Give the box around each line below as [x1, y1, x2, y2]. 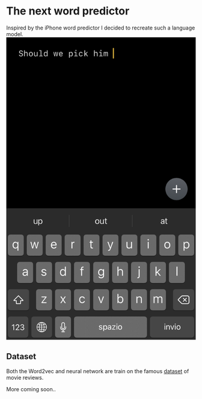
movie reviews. [6, 374, 44, 381]
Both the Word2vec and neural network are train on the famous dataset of [6, 367, 189, 374]
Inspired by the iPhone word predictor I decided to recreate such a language [6, 24, 195, 31]
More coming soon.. [6, 385, 56, 392]
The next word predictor [6, 4, 130, 18]
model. [6, 30, 23, 37]
